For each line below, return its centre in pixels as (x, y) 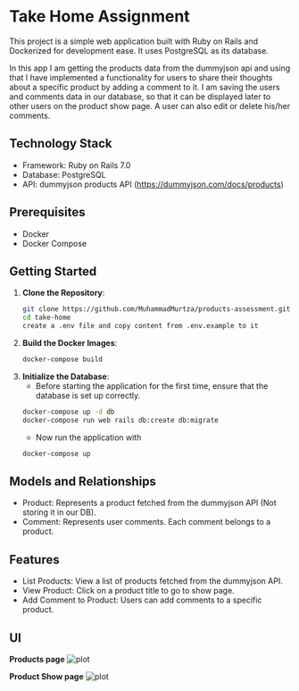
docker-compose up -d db (68, 412)
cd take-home (46, 318)
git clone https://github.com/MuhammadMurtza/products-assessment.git (156, 309)
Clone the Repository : (63, 293)
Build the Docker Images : (70, 343)
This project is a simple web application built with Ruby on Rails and (134, 41)
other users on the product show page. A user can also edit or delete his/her (150, 105)
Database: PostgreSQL (64, 174)
